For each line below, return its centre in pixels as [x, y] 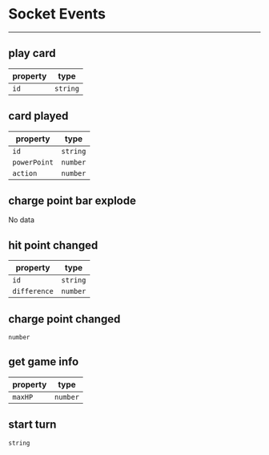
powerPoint [33, 162]
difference [33, 291]
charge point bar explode [72, 200]
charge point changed [64, 319]
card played [38, 116]
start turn [32, 425]
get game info [44, 362]
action [25, 173]
